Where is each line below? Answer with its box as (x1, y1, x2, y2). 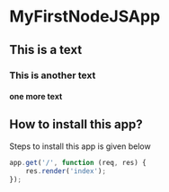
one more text (9, 92, 63, 102)
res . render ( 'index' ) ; (25, 166, 106, 176)
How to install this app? (9, 117, 143, 132)
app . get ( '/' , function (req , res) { (9, 158, 147, 167)
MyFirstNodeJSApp (9, 6, 161, 27)
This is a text (9, 42, 83, 57)
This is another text (9, 69, 96, 82)
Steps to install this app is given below (9, 141, 151, 152)
